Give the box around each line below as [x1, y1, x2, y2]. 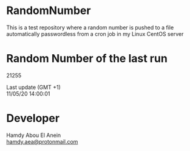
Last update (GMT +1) [6, 83, 61, 91]
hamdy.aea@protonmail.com [6, 138, 78, 145]
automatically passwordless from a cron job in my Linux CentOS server [6, 30, 184, 37]
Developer [6, 111, 59, 125]
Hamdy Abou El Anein [6, 132, 61, 139]
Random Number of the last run [6, 52, 168, 66]
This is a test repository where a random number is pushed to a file [6, 24, 174, 31]
